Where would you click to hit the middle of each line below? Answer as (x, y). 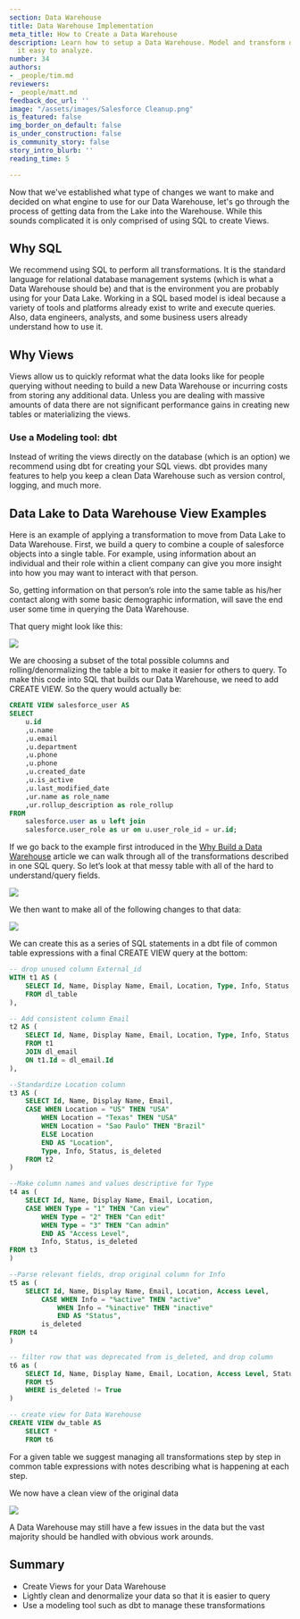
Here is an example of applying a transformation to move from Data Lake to (147, 535)
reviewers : (29, 84)
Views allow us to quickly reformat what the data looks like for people (137, 377)
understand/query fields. (55, 875)
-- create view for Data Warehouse (75, 1415)
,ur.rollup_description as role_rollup (100, 805)
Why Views (42, 355)
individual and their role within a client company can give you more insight (146, 563)
